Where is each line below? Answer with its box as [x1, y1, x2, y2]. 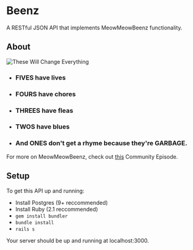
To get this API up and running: [6, 187, 85, 194]
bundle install [15, 219, 55, 225]
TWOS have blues [15, 123, 70, 131]
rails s [15, 226, 35, 232]
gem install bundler [15, 213, 68, 219]
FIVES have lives [15, 73, 66, 81]
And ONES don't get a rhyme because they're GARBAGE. [15, 139, 188, 148]
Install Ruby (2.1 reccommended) [15, 205, 98, 213]
